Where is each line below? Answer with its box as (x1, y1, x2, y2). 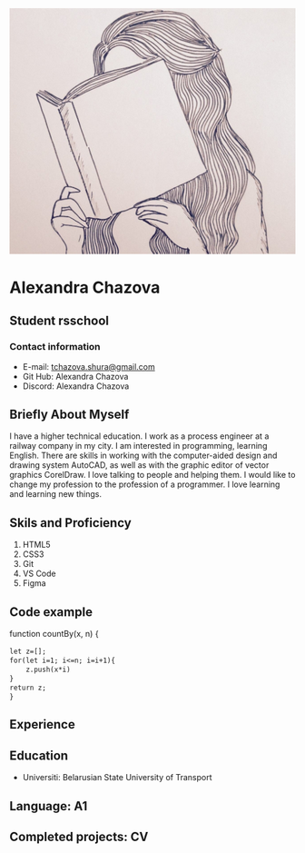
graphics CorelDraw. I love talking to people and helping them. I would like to (9, 470, 296, 481)
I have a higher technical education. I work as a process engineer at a (9, 431, 270, 441)
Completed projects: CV (9, 828, 149, 844)
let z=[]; (9, 647, 47, 656)
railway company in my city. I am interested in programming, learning (9, 441, 268, 451)
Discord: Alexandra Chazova (22, 381, 130, 392)
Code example (9, 604, 93, 620)
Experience (9, 717, 75, 732)
